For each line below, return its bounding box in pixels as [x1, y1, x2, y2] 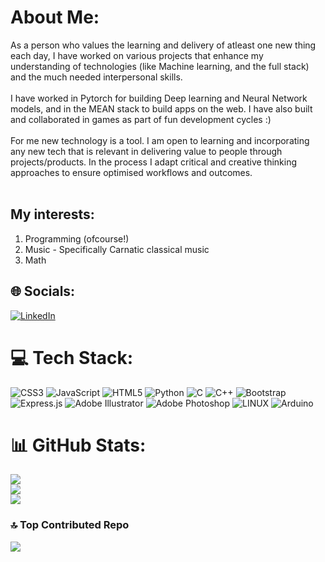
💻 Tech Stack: [10, 346, 134, 369]
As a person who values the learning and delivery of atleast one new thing [10, 39, 317, 51]
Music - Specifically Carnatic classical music [24, 243, 210, 255]
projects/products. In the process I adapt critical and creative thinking [10, 156, 298, 168]
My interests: [10, 206, 95, 223]
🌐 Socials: [10, 283, 76, 300]
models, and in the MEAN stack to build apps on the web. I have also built [10, 102, 313, 115]
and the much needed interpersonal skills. [10, 71, 183, 83]
